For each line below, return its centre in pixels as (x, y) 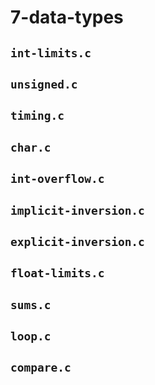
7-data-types (67, 17)
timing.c (37, 116)
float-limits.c (57, 273)
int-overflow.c (57, 179)
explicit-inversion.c (77, 241)
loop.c (31, 336)
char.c (31, 147)
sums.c (31, 304)
